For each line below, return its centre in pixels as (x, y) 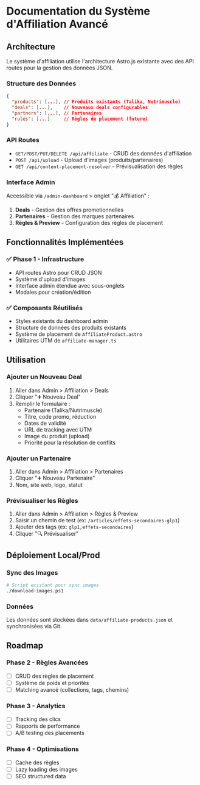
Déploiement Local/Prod (53, 555)
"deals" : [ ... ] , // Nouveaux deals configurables (80, 108)
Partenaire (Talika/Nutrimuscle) (63, 410)
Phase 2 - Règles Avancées (47, 662)
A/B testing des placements (50, 733)
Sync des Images (32, 572)
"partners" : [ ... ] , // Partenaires (57, 113)
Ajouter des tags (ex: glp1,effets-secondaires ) (74, 527)
